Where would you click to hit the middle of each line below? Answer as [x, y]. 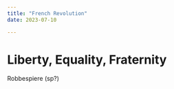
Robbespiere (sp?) [33, 79]
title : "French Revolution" [47, 13]
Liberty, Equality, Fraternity [87, 60]
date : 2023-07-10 [32, 20]
